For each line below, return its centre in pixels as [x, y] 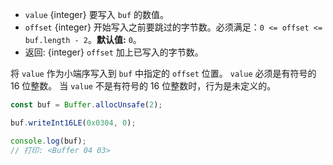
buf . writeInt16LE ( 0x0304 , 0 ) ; [73, 123]
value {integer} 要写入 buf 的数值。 [97, 14]
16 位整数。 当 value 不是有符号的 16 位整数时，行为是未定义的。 [143, 86]
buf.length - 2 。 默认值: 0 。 [83, 39]
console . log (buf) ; [48, 141]
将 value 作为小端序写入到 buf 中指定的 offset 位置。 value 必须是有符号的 [163, 73]
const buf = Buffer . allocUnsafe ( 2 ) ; [86, 105]
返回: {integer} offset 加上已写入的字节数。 [114, 52]
